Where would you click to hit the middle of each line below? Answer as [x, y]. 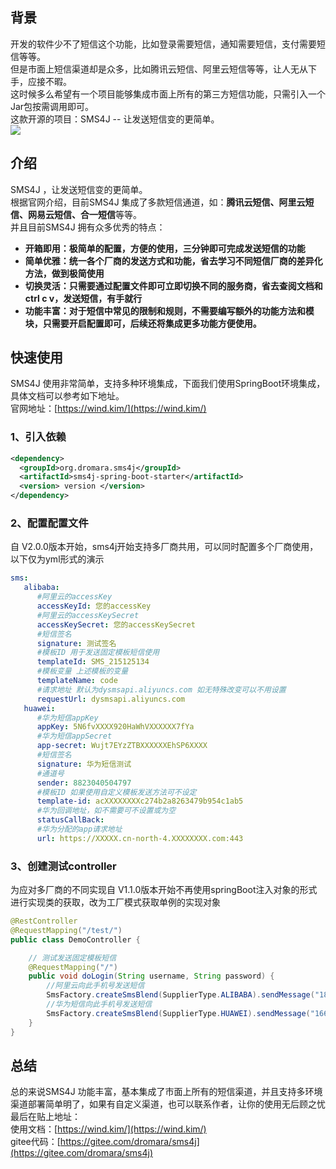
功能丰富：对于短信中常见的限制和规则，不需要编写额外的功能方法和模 [169, 310]
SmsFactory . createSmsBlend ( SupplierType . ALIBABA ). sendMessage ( [180, 995]
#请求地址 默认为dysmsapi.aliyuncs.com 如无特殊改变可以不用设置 [161, 689]
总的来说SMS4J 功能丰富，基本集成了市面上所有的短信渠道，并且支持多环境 [166, 1092]
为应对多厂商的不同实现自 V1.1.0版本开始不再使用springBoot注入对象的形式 [164, 890]
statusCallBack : [70, 820]
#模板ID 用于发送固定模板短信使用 [98, 653]
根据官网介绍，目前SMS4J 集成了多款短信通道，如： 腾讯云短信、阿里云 [158, 202]
